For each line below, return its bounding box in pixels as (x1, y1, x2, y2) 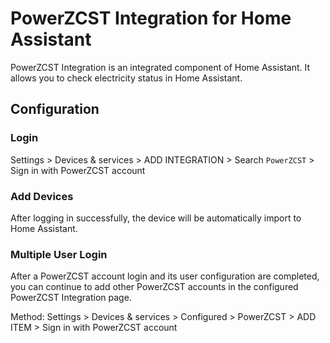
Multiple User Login (10, 247, 108, 261)
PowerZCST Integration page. (10, 292, 132, 304)
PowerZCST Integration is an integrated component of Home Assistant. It (10, 61, 311, 73)
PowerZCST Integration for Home (10, 7, 292, 30)
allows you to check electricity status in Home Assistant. (10, 72, 243, 84)
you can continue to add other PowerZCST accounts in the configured (10, 281, 299, 293)
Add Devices (10, 189, 74, 203)
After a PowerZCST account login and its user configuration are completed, (10, 270, 320, 282)
